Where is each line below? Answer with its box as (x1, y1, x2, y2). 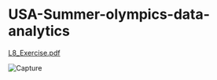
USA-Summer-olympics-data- (8, 5, 211, 24)
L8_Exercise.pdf (8, 48, 61, 57)
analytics (8, 22, 71, 40)
